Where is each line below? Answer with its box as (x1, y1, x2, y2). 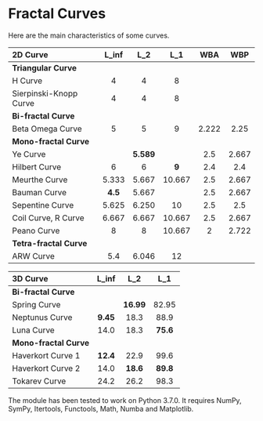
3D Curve (12, 273, 49, 284)
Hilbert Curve (12, 162, 61, 172)
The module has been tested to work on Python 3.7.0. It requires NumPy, (8, 395, 242, 405)
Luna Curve (12, 325, 55, 336)
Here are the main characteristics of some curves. (8, 31, 170, 40)
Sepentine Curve (12, 199, 74, 210)
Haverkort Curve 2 (12, 362, 81, 373)
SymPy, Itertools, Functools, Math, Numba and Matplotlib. (8, 404, 194, 413)
